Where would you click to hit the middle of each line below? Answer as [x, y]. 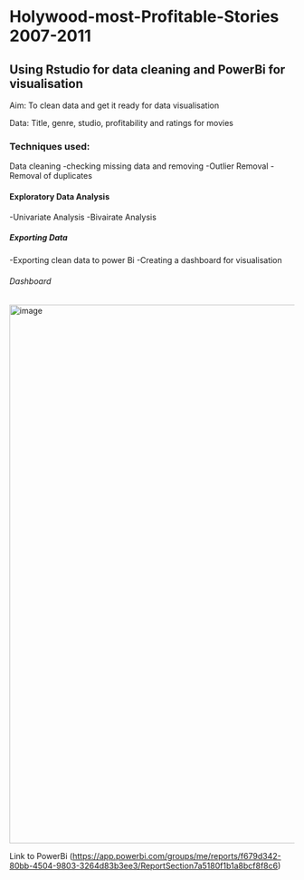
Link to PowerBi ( [41, 856]
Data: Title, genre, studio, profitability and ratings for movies [121, 123]
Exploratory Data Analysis [60, 196]
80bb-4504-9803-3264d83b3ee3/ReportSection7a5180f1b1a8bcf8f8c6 [144, 865]
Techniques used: [50, 146]
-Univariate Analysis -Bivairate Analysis [83, 217]
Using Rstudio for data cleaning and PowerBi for [147, 69]
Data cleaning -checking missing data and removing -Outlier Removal [139, 166]
